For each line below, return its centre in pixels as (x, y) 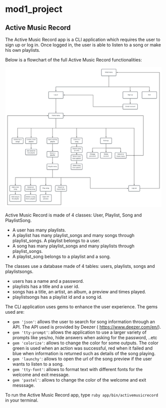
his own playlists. (23, 50)
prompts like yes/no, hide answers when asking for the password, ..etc (85, 338)
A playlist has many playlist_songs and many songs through (73, 235)
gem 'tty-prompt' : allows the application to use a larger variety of (79, 332)
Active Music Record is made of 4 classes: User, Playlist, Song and (74, 215)
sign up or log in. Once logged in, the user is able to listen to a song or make (83, 45)
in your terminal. (22, 401)
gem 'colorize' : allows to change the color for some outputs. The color (85, 343)
